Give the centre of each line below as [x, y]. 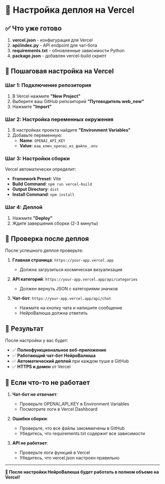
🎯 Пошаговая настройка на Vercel [59, 71]
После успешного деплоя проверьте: [44, 250]
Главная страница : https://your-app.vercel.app [63, 260]
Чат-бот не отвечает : [35, 394]
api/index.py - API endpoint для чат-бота [55, 45]
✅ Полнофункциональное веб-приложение [59, 350]
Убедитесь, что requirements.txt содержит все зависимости [82, 434]
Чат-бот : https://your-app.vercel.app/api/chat [62, 298]
